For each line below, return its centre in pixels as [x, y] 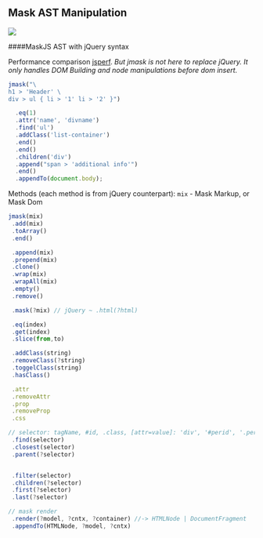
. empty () [26, 289]
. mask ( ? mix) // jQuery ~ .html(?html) [75, 310]
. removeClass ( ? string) [49, 361]
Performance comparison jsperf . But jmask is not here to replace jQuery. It [128, 61]
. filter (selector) [41, 475]
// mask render [33, 512]
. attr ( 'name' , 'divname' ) [58, 121]
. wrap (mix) [29, 274]
